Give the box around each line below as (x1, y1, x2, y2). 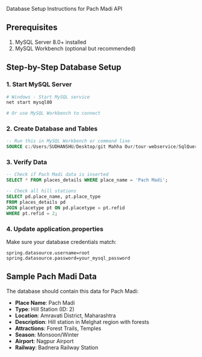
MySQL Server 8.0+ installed (14, 38, 87, 46)
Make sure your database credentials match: (6, 238, 117, 245)
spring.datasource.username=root (6, 249, 90, 256)
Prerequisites (6, 22, 58, 32)
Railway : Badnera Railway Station (14, 344, 99, 351)
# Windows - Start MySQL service (6, 94, 90, 100)
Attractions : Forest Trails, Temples (14, 325, 102, 332)
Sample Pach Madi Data (6, 272, 97, 282)
